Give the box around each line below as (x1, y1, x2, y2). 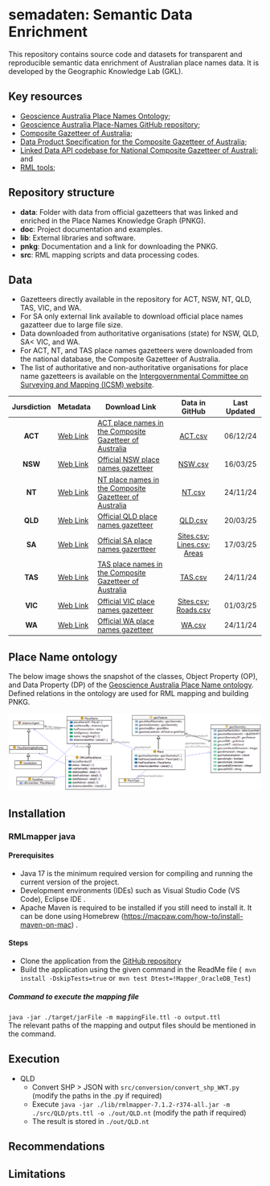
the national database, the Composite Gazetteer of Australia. (19, 354, 221, 364)
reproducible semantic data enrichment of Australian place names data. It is (8, 58, 260, 68)
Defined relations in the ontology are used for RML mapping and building (8, 689, 249, 698)
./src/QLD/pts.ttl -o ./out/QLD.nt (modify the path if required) (31, 1108, 247, 1118)
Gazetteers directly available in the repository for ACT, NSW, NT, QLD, (19, 294, 252, 304)
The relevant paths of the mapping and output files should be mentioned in (8, 1020, 256, 1030)
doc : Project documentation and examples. (19, 224, 163, 234)
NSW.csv (178, 459, 209, 468)
